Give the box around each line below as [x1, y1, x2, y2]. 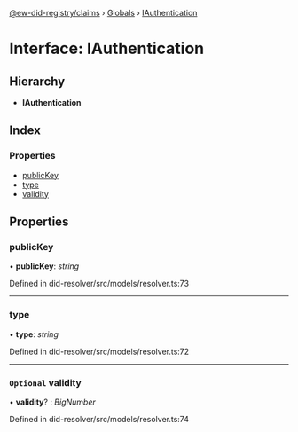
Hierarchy [9, 74, 66, 89]
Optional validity [9, 376, 82, 389]
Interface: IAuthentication [9, 39, 205, 59]
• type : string [9, 328, 59, 340]
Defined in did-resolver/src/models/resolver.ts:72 [9, 346, 190, 357]
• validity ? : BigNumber [9, 397, 96, 407]
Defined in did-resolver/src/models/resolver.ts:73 [9, 279, 189, 289]
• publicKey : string [9, 261, 80, 271]
